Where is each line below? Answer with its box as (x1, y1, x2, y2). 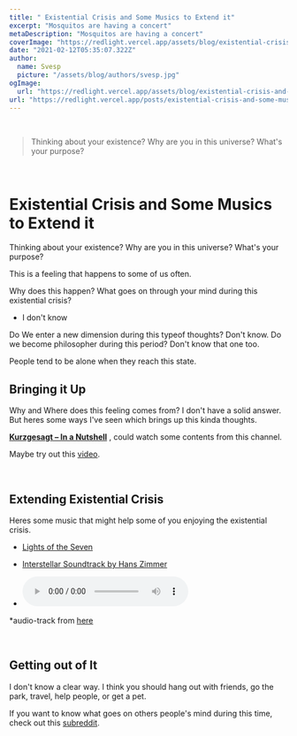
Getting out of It (9, 658, 98, 673)
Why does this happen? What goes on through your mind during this (9, 286, 258, 296)
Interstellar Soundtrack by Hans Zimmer (21, 558, 168, 569)
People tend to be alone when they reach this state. (9, 356, 197, 367)
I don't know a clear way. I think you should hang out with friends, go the (9, 681, 274, 692)
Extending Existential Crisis (9, 492, 164, 507)
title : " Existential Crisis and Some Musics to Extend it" (9, 12, 236, 22)
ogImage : (9, 79, 42, 88)
